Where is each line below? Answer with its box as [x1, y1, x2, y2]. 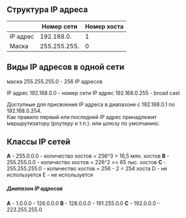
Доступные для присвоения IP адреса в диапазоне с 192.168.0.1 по [6, 101, 175, 108]
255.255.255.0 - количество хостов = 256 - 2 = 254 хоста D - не [6, 165, 168, 172]
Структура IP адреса [6, 5, 88, 15]
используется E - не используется [6, 171, 93, 178]
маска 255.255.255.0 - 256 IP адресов [6, 78, 103, 85]
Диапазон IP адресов [6, 185, 63, 192]
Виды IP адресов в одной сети [6, 62, 125, 72]
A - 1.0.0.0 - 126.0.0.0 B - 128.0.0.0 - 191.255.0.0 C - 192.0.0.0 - [6, 200, 160, 207]
